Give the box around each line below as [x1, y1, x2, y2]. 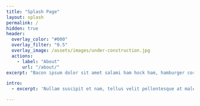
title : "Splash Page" [6, 8, 60, 15]
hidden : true [6, 25, 39, 32]
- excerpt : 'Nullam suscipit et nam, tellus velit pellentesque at [11, 86, 183, 92]
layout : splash [6, 14, 44, 20]
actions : [11, 53, 33, 59]
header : [6, 31, 26, 37]
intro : [6, 80, 23, 86]
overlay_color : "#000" [11, 36, 68, 42]
